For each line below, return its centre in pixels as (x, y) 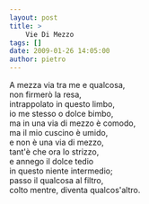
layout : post (34, 18)
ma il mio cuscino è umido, (59, 133)
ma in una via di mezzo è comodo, (73, 123)
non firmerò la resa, (46, 94)
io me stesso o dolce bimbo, (61, 114)
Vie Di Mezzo (50, 34)
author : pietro (38, 59)
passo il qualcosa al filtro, (57, 180)
